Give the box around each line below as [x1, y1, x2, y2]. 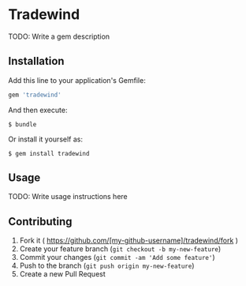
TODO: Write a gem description [8, 32, 110, 41]
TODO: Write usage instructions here [8, 192, 128, 201]
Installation [8, 55, 65, 68]
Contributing [8, 215, 73, 228]
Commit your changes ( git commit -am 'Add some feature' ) [19, 253, 215, 262]
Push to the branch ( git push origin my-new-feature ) [19, 261, 195, 270]
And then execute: [8, 105, 68, 115]
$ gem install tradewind [8, 149, 90, 157]
